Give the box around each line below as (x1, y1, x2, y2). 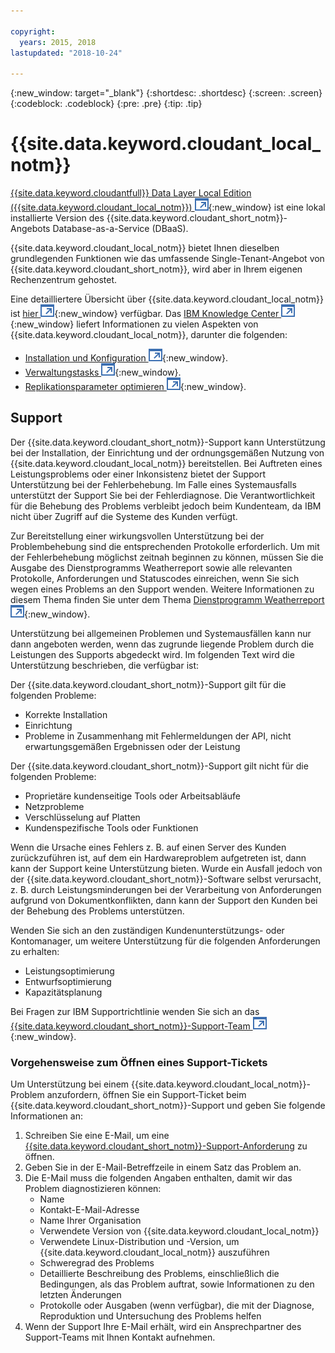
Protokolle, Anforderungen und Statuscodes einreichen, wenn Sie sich (10, 572, 300, 584)
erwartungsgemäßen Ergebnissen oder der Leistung (24, 740, 241, 752)
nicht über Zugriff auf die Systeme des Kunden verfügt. (10, 510, 238, 522)
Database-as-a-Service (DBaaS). (52, 223, 189, 235)
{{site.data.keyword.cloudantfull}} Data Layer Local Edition (10, 187, 252, 199)
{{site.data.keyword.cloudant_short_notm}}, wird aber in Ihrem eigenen (10, 263, 303, 275)
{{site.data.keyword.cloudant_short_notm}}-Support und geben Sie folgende (10, 1100, 326, 1112)
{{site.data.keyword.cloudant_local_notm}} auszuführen (39, 1246, 270, 1259)
